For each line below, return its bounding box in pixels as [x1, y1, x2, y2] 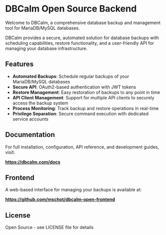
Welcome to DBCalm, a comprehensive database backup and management [5, 20, 161, 26]
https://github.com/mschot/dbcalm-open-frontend [5, 196, 115, 202]
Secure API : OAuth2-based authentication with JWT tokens [12, 84, 136, 90]
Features [5, 60, 34, 68]
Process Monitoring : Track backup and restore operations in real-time [12, 105, 159, 111]
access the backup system [12, 100, 69, 106]
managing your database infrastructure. [5, 45, 88, 51]
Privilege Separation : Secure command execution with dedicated [12, 110, 149, 116]
